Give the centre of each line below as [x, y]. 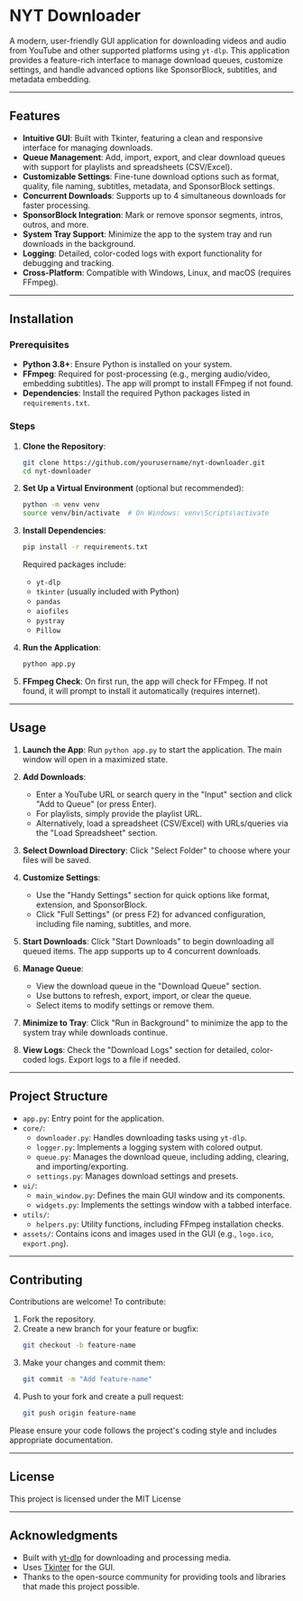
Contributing [46, 1280]
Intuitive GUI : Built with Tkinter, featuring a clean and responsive [142, 137]
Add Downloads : [54, 777]
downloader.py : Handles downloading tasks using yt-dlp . [142, 1137]
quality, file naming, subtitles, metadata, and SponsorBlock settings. [148, 185]
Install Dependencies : [64, 531]
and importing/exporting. [82, 1166]
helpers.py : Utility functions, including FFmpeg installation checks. [160, 1224]
